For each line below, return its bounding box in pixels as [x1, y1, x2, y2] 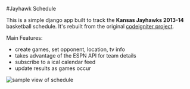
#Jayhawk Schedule [6, 5, 57, 12]
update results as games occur [14, 65, 91, 72]
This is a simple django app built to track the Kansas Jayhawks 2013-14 [6, 17, 185, 23]
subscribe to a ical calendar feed [14, 59, 96, 65]
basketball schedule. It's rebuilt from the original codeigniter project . [6, 23, 175, 30]
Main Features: [6, 34, 43, 41]
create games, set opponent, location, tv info [14, 46, 125, 53]
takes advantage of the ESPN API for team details [14, 52, 136, 59]
